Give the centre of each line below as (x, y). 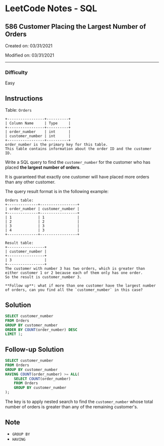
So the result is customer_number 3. (43, 277)
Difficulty (16, 72)
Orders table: (20, 200)
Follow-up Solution (35, 349)
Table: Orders (18, 110)
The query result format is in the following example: (57, 192)
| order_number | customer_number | (42, 209)
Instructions (24, 98)
